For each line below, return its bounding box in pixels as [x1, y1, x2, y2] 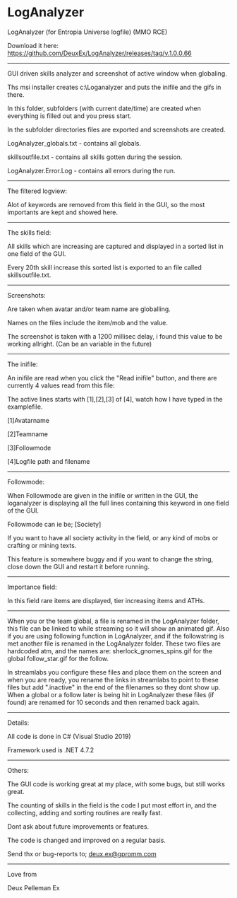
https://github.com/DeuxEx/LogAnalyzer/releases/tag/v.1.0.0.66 [7, 49, 192, 57]
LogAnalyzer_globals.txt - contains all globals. [7, 139, 142, 147]
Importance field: [7, 583, 58, 591]
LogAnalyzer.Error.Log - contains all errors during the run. [7, 166, 176, 175]
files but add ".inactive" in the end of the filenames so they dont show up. [7, 683, 221, 692]
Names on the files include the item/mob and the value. [7, 318, 168, 327]
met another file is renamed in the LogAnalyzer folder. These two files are [7, 639, 221, 648]
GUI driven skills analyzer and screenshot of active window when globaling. [7, 69, 227, 78]
